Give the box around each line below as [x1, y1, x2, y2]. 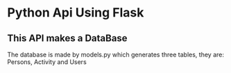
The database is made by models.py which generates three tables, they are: [7, 50, 224, 59]
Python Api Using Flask [7, 5, 144, 21]
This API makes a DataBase [7, 32, 128, 44]
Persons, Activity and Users [7, 58, 87, 66]
